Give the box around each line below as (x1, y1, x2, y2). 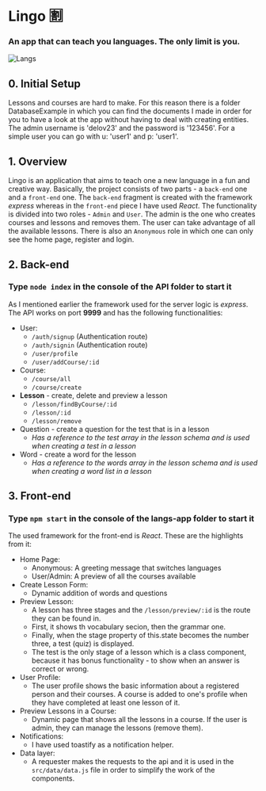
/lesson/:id (31, 409, 71, 417)
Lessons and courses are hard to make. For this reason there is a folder (8, 98, 241, 108)
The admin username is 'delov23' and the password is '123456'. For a (8, 124, 235, 133)
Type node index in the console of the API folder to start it (8, 281, 232, 292)
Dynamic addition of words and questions (31, 588, 168, 598)
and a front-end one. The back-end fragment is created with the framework (8, 193, 253, 202)
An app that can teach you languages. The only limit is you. (8, 36, 241, 48)
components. (31, 774, 75, 783)
